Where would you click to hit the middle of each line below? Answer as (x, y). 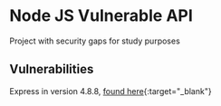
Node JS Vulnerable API (101, 16)
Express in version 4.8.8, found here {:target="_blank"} (110, 91)
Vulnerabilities (52, 69)
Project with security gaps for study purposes (95, 41)
